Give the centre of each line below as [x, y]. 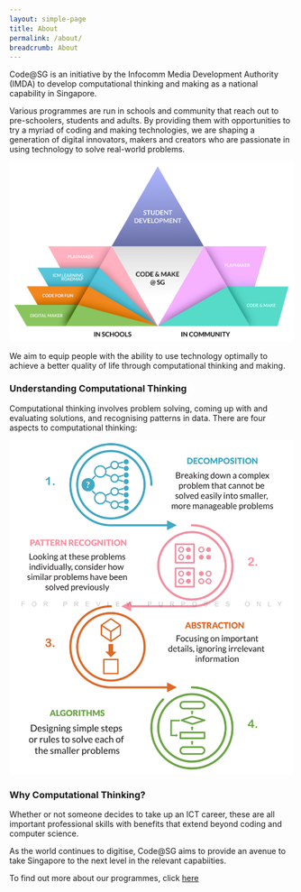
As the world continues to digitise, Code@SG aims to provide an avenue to [148, 851]
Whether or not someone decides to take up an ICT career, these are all [142, 814]
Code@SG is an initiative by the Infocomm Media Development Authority [144, 74]
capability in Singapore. [53, 94]
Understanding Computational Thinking [98, 389]
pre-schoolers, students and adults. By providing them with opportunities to [150, 121]
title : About [34, 28]
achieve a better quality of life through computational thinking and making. [147, 365]
